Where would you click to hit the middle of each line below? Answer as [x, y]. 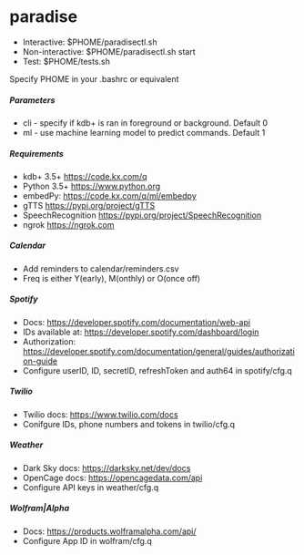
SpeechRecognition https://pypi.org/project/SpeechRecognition [142, 215]
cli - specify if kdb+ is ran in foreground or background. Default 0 [145, 123]
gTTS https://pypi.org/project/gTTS [89, 205]
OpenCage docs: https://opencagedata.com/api [112, 478]
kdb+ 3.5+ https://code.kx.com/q [85, 176]
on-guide [40, 361]
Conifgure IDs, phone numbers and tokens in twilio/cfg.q [128, 424]
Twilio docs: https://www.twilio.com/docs [101, 414]
